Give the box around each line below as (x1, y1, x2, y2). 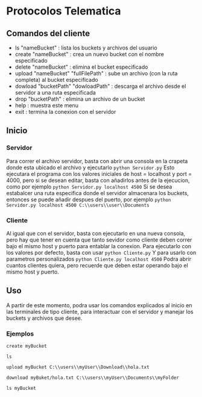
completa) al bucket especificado (14, 77, 98, 83)
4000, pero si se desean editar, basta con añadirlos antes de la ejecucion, (6, 177, 190, 184)
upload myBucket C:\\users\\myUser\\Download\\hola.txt (6, 364, 150, 370)
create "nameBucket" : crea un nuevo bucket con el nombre (14, 51, 165, 58)
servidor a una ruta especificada (14, 89, 96, 96)
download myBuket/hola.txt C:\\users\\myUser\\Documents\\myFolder (6, 375, 180, 381)
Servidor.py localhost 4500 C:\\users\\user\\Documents (6, 202, 150, 208)
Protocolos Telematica (6, 4, 122, 18)
